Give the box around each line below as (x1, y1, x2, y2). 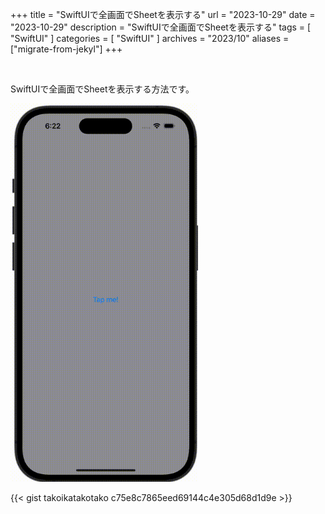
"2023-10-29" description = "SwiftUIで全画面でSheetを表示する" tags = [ (10, 21, 312, 33)
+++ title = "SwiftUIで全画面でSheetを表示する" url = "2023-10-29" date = (10, 9, 316, 20)
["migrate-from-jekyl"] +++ (10, 43, 123, 55)
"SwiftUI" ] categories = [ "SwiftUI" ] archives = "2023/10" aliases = (10, 33, 290, 44)
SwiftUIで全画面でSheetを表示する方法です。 (10, 83, 195, 95)
